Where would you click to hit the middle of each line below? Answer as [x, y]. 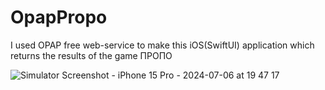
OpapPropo [59, 17]
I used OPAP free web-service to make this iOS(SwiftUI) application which [162, 45]
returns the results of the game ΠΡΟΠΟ [91, 55]
